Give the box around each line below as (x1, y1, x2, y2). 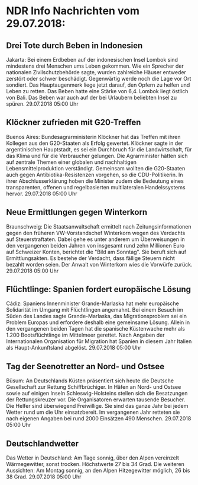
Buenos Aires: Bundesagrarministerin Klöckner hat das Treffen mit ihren (6, 133, 181, 140)
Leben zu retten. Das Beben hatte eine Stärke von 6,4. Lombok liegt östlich (6, 88, 189, 94)
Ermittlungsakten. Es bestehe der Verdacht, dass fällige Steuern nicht (6, 254, 176, 262)
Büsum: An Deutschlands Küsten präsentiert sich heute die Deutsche (6, 377, 174, 384)
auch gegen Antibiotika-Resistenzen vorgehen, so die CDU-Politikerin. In (6, 171, 183, 178)
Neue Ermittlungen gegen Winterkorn (6, 207, 148, 217)
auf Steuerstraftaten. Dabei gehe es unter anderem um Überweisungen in (6, 236, 185, 243)
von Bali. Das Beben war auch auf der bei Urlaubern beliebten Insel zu (6, 94, 177, 101)
